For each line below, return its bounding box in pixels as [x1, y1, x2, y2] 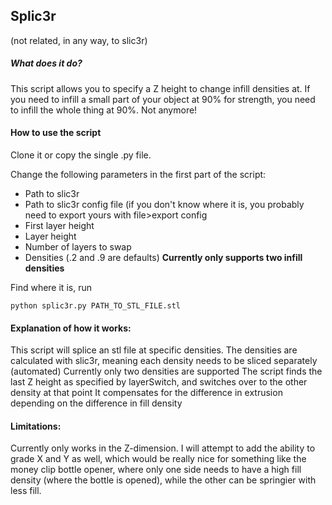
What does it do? [10, 57, 83, 69]
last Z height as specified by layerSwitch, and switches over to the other [10, 376, 308, 388]
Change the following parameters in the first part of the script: [10, 168, 267, 180]
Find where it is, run [10, 281, 92, 293]
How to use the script [10, 127, 102, 139]
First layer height [24, 219, 95, 231]
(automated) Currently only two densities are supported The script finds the [10, 365, 323, 378]
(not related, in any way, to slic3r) [10, 34, 148, 46]
